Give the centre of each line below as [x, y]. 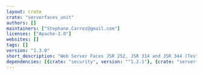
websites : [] [23, 39]
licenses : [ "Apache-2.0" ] [39, 34]
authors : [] [21, 23]
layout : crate [24, 12]
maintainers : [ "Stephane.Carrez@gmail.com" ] [63, 28]
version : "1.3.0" [28, 51]
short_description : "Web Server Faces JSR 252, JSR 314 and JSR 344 [94, 56]
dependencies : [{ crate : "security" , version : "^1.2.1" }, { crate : [90, 61]
